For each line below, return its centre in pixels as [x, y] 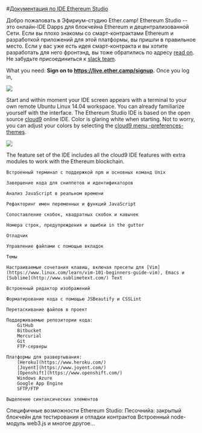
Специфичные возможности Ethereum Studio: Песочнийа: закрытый [94, 410]
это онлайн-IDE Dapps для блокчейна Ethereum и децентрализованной [98, 27]
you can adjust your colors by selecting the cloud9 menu [77, 125]
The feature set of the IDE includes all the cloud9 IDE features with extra [96, 155]
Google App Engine [40, 384]
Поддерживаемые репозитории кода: [50, 320]
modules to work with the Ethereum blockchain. [65, 161]
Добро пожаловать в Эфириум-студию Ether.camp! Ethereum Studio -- [97, 20]
